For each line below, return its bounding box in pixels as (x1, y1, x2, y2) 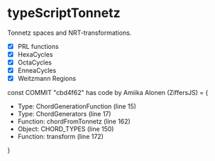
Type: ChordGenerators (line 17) (17, 110, 111, 118)
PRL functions (17, 42, 59, 50)
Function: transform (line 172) (17, 133, 104, 141)
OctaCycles (17, 58, 52, 67)
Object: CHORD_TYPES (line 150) (17, 125, 114, 133)
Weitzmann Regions (17, 74, 77, 83)
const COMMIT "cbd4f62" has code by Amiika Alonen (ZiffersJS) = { (7, 89, 209, 97)
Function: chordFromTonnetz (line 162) (17, 117, 131, 126)
